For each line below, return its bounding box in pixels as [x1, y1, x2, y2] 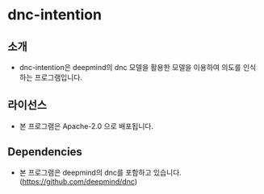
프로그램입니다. [34, 72, 82, 82]
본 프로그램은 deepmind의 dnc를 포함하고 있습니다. [19, 167, 182, 177]
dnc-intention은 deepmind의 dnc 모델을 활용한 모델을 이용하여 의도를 [19, 63, 241, 72]
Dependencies [7, 145, 82, 159]
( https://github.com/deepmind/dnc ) [19, 176, 138, 186]
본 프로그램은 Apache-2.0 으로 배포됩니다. [19, 121, 154, 130]
